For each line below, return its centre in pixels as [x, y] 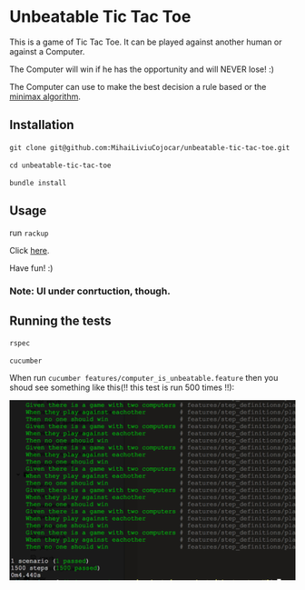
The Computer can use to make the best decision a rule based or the [138, 86]
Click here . [30, 250]
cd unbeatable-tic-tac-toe [60, 165]
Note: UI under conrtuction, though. [90, 291]
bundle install [38, 183]
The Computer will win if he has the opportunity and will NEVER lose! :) [142, 69]
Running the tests [60, 320]
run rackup [29, 233]
